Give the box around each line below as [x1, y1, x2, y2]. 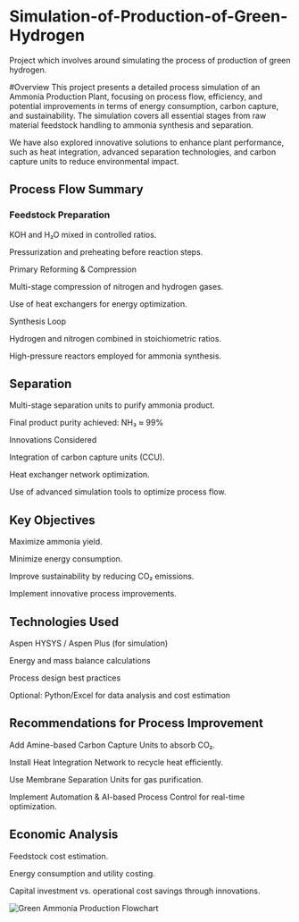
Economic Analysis [9, 827, 119, 842]
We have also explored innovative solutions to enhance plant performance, [9, 137, 284, 148]
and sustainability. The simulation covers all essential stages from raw [9, 110, 267, 121]
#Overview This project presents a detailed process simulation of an [9, 81, 261, 92]
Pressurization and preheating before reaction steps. [9, 246, 203, 257]
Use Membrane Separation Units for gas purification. [9, 774, 203, 784]
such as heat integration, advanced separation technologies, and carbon [9, 146, 277, 157]
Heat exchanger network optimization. [9, 469, 150, 480]
